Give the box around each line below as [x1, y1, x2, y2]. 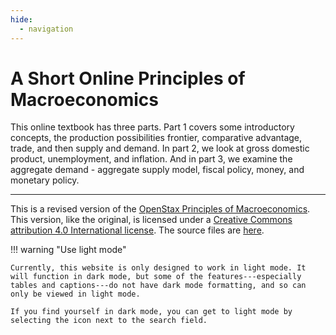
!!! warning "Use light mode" [10, 244, 127, 256]
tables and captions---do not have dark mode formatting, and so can [10, 281, 307, 291]
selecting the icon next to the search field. [10, 316, 208, 326]
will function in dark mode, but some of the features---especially [10, 272, 302, 282]
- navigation [19, 24, 74, 34]
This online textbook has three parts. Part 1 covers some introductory [10, 121, 295, 133]
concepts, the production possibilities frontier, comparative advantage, [10, 132, 303, 144]
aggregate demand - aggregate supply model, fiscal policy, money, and [10, 164, 305, 176]
